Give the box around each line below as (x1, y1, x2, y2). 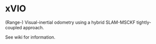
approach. (23, 24, 44, 30)
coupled (5, 24, 22, 30)
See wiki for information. (5, 34, 56, 40)
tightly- (136, 19, 152, 25)
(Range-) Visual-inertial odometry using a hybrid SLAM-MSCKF (5, 19, 136, 25)
